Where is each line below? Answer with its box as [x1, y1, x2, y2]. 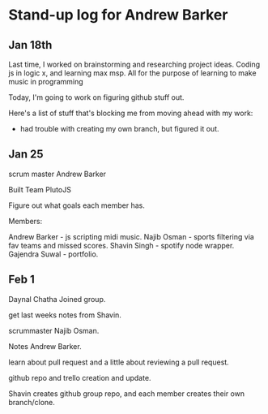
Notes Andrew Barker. [8, 341, 83, 351]
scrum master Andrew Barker [8, 169, 107, 179]
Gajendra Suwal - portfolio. [8, 249, 99, 259]
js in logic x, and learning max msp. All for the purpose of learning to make [8, 68, 257, 78]
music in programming [8, 77, 83, 86]
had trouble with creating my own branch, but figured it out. [19, 124, 220, 133]
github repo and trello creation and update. [8, 373, 151, 382]
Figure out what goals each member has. [8, 201, 146, 210]
